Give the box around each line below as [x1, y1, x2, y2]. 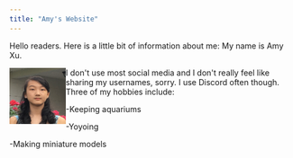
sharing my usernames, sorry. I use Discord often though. [66, 76, 279, 87]
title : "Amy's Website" [9, 14, 99, 23]
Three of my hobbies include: [66, 86, 175, 97]
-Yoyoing [66, 121, 99, 132]
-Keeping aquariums [66, 103, 142, 114]
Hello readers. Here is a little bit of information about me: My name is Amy [9, 40, 284, 51]
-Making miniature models [9, 138, 107, 149]
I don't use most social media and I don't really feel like [66, 67, 270, 78]
